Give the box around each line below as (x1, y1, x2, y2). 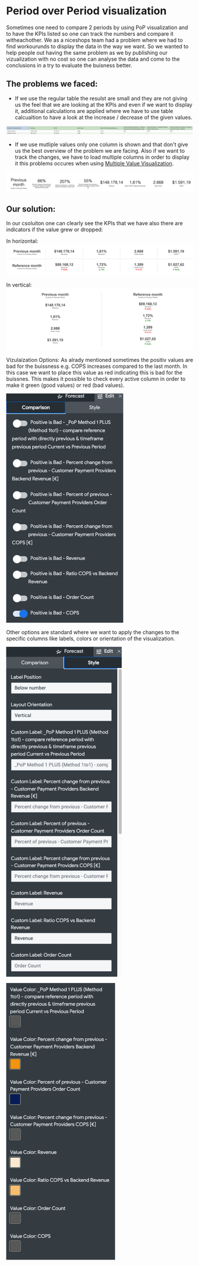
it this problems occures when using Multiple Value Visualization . (14, 160, 174, 167)
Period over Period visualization (6, 4, 167, 18)
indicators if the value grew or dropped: (6, 226, 103, 233)
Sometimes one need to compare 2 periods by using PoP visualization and (6, 24, 188, 31)
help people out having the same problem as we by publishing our (6, 49, 168, 56)
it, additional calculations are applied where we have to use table (14, 107, 173, 114)
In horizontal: (6, 238, 39, 245)
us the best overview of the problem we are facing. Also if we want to (14, 147, 185, 155)
